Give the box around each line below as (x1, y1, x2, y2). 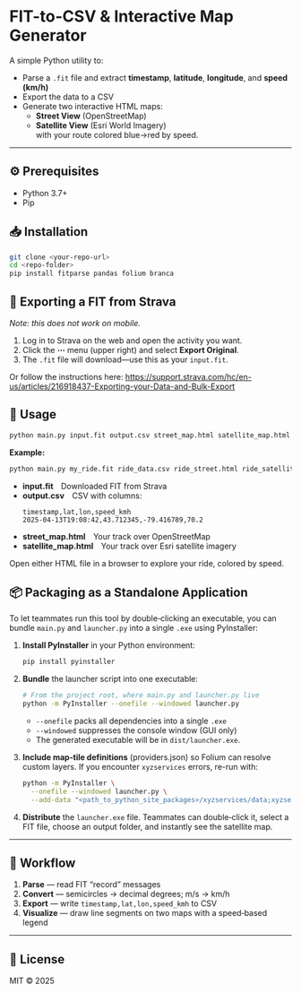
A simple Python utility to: (9, 55, 104, 65)
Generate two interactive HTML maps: (21, 100, 163, 111)
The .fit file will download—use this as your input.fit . (21, 354, 228, 365)
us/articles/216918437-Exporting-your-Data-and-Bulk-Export (9, 381, 236, 392)
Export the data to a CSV (21, 91, 115, 102)
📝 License (9, 952, 65, 967)
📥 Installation (9, 224, 89, 239)
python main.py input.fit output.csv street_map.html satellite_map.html (9, 430, 291, 440)
